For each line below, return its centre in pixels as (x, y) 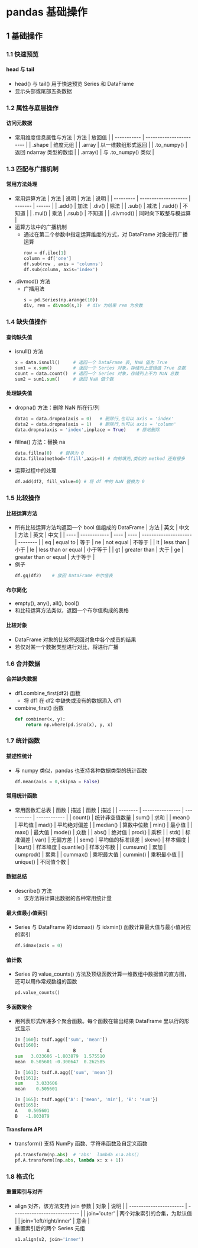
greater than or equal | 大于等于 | (55, 557)
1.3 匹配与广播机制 (33, 169)
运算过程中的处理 (35, 471)
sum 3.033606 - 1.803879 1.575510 (60, 1056)
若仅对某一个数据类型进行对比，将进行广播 (66, 646)
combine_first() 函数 (39, 707)
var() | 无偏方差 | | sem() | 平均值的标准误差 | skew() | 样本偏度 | (112, 839)
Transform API (24, 1130)
